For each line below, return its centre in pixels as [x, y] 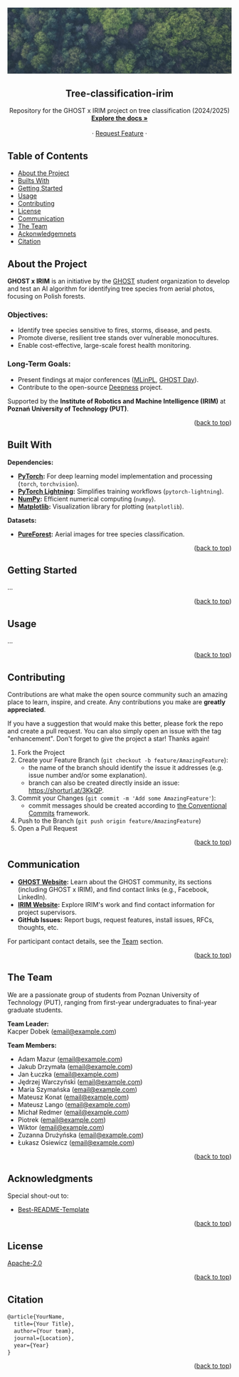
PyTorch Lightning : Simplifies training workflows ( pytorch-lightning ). [121, 491]
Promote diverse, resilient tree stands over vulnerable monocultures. [118, 338]
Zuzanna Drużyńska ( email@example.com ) [81, 1135]
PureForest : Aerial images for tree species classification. [101, 534]
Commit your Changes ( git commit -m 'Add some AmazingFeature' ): [117, 798]
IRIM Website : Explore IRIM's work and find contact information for [116, 904]
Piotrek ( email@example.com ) [62, 1120]
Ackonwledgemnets [47, 234]
